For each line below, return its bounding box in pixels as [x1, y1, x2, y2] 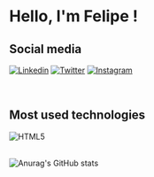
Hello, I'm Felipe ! [9, 6, 139, 27]
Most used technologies [9, 108, 146, 123]
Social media [9, 42, 82, 57]
